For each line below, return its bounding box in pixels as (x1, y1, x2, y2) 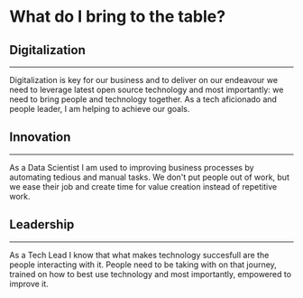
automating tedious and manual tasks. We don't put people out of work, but (9, 172, 290, 182)
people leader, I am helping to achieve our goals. (9, 104, 190, 114)
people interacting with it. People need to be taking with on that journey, (9, 259, 277, 270)
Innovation (9, 129, 71, 145)
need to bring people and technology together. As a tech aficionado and (9, 94, 278, 105)
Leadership (9, 217, 75, 232)
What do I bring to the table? (9, 6, 226, 27)
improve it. (9, 278, 50, 289)
